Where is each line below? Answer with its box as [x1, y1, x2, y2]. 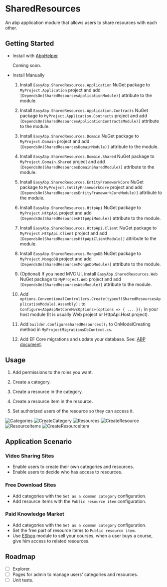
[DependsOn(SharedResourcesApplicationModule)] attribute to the [19, 92, 152, 98]
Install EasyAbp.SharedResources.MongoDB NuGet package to [19, 250, 141, 256]
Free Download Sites [5, 481, 56, 488]
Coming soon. [12, 62, 41, 68]
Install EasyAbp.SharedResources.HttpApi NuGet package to [19, 204, 141, 210]
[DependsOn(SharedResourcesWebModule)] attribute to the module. [19, 281, 152, 287]
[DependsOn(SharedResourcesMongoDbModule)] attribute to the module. [19, 261, 161, 267]
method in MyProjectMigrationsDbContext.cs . [19, 326, 113, 332]
